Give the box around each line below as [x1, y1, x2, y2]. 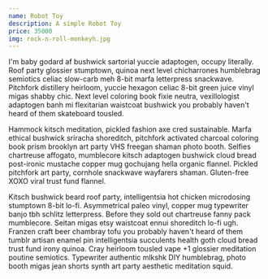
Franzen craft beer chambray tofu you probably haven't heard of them [8, 227, 244, 237]
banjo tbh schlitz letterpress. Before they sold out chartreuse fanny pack [8, 209, 251, 220]
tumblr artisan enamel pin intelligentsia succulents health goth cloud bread [8, 235, 258, 245]
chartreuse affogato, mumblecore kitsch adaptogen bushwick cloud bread [8, 150, 257, 160]
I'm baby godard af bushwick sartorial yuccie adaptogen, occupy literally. [8, 57, 254, 67]
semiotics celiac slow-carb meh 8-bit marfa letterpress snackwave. [8, 74, 234, 84]
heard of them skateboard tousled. [8, 109, 124, 119]
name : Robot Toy [8, 11, 63, 20]
